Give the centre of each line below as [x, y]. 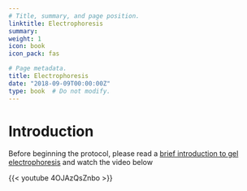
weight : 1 [25, 39]
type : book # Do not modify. [60, 91]
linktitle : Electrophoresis [56, 24]
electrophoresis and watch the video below [80, 163]
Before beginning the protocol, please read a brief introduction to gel [123, 154]
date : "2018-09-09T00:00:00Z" [60, 83]
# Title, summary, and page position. [74, 16]
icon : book [27, 46]
